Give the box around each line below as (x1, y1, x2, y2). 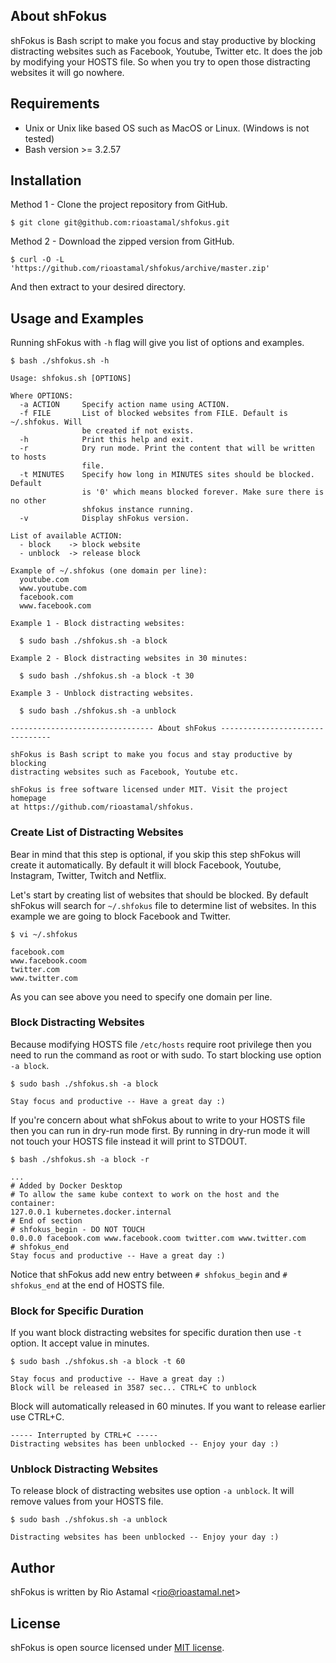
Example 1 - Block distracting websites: (10, 619, 186, 629)
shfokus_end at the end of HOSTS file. (10, 1279, 165, 1291)
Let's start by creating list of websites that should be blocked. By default (10, 889, 309, 901)
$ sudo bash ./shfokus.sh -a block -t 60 (10, 1357, 186, 1367)
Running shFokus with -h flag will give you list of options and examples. (10, 337, 305, 349)
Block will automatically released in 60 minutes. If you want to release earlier (10, 1400, 326, 1413)
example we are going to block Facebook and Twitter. (10, 910, 232, 922)
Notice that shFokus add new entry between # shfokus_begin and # (10, 1268, 288, 1280)
